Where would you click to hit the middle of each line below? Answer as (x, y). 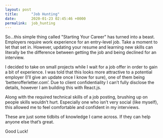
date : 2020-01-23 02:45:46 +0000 (45, 18)
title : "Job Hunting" (32, 14)
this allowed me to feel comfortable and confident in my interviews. (72, 107)
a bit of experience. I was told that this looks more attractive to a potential (79, 72)
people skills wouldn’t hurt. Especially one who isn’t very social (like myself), (81, 102)
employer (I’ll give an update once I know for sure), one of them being (75, 77)
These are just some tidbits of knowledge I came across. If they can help (78, 117)
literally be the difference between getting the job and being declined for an (81, 52)
